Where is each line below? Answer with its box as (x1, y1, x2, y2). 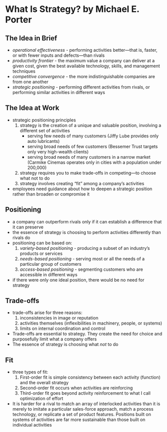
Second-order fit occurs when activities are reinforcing (19, 385, 133, 391)
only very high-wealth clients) (27, 148, 89, 155)
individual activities (12, 422, 52, 428)
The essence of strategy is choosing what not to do (12, 341, 119, 347)
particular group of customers (19, 261, 82, 267)
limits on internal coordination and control (19, 325, 106, 331)
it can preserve (12, 224, 44, 230)
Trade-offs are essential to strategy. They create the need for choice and (12, 331, 163, 337)
